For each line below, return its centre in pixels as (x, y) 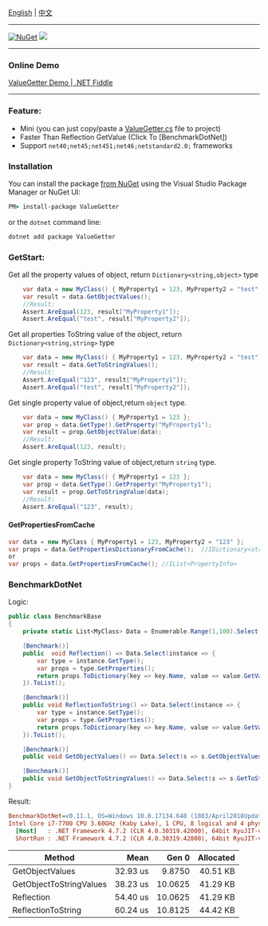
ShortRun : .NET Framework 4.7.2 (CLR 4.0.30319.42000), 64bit (122, 838)
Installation (31, 166)
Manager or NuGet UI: (45, 192)
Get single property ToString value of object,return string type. (112, 463)
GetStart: (27, 257)
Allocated (216, 858)
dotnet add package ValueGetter (62, 237)
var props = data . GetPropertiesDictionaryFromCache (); (101, 549)
